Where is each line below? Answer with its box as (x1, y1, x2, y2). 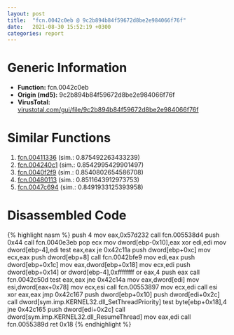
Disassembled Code (7, 207, 127, 224)
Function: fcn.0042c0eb (17, 83, 89, 92)
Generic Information (7, 60, 128, 76)
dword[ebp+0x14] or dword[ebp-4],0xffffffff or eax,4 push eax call (7, 268, 200, 277)
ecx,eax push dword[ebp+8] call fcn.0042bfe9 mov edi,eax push (7, 253, 195, 261)
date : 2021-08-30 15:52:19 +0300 (7, 23, 111, 30)
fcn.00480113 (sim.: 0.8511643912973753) (17, 176, 140, 184)
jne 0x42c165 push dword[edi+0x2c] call (7, 306, 126, 314)
